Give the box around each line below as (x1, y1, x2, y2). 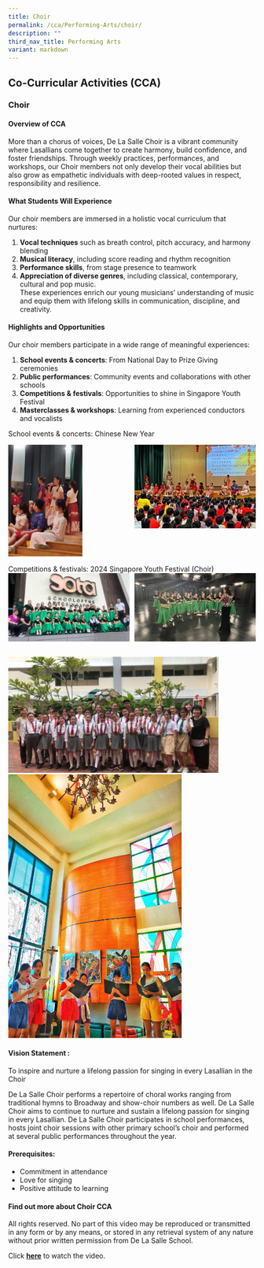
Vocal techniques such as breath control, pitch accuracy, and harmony (19, 237, 251, 247)
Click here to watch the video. (8, 1251, 106, 1261)
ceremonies (19, 364, 59, 373)
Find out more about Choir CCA (8, 1201, 112, 1211)
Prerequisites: (8, 1149, 56, 1159)
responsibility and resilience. (8, 178, 101, 188)
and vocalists (19, 414, 63, 423)
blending (19, 246, 49, 255)
